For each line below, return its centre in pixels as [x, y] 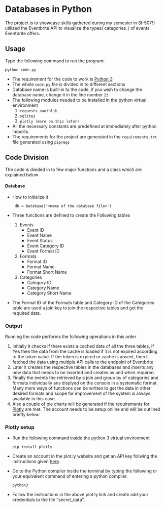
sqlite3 [27, 116]
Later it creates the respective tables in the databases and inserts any [83, 367]
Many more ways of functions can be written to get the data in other [82, 388]
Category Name [43, 288]
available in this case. [34, 399]
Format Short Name [47, 272]
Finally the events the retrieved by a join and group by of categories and [85, 378]
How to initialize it [30, 197]
